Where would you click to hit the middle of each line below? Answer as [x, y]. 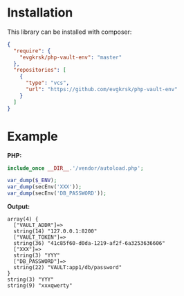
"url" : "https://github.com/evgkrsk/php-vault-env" [101, 90]
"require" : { [32, 51]
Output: [18, 206]
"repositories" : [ [40, 70]
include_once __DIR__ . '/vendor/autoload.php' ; [75, 168]
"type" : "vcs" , [47, 83]
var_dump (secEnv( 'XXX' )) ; [44, 187]
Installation [40, 13]
